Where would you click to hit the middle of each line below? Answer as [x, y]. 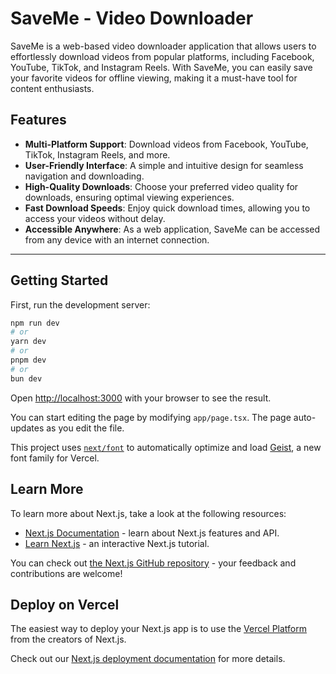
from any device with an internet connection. [117, 239]
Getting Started [59, 280]
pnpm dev [28, 360]
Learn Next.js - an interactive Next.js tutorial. [117, 543]
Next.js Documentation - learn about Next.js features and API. [152, 533]
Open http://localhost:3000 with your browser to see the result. [141, 398]
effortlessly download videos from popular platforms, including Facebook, [162, 56]
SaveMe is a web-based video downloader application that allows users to [163, 46]
